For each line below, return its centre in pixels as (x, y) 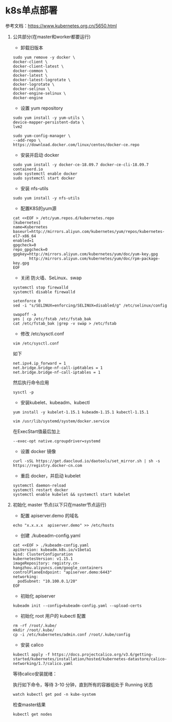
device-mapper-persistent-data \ (49, 122)
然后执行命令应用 (31, 382)
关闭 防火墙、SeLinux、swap (51, 278)
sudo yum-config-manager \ (42, 136)
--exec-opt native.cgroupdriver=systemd (56, 441)
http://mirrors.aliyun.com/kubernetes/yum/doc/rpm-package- (94, 258)
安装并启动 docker (40, 155)
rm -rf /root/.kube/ (35, 625)
